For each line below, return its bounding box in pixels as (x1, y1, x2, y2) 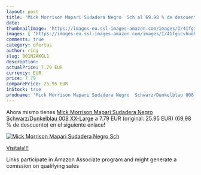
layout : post (6, 8, 39, 15)
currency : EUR (6, 70, 42, 76)
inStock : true (6, 87, 42, 93)
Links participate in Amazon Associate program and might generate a (6, 156, 177, 163)
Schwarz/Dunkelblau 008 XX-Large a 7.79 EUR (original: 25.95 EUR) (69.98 (6, 115, 191, 122)
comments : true (6, 36, 44, 42)
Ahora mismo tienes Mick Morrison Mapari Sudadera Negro (6, 108, 153, 115)
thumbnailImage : (6, 25, 47, 32)
